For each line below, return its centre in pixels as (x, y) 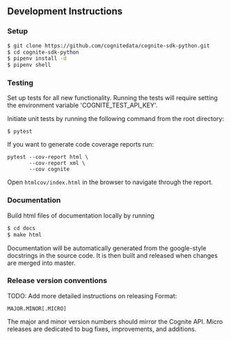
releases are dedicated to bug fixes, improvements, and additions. (102, 329)
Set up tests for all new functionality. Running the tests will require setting (112, 98)
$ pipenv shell (29, 65)
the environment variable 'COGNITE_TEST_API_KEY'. (82, 105)
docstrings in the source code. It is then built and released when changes (112, 255)
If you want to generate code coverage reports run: (81, 145)
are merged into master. (41, 263)
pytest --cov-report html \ (48, 157)
